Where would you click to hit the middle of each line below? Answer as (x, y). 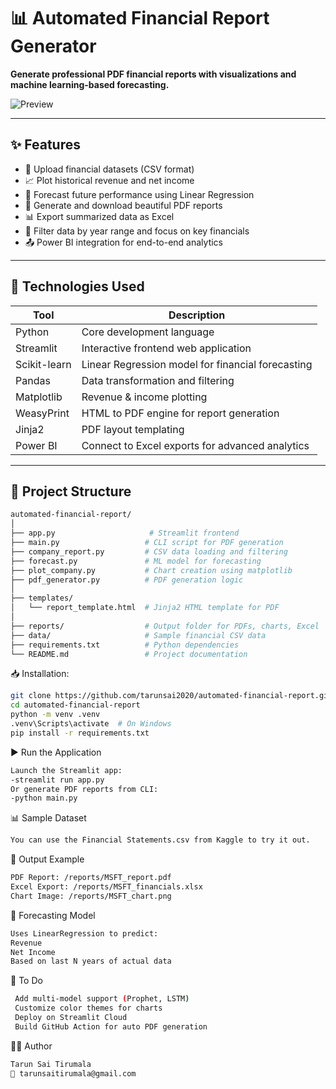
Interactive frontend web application (166, 348)
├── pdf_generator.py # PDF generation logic (127, 580)
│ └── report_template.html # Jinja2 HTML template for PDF (145, 608)
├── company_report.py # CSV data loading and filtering (149, 551)
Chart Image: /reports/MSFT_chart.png (91, 896)
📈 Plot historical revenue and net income (109, 180)
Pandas (33, 380)
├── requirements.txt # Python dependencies (125, 645)
